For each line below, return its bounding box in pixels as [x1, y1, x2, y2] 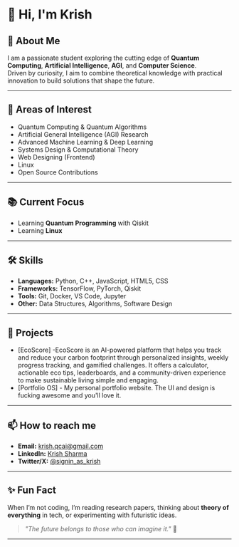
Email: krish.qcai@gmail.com [17, 442, 104, 451]
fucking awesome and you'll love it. [17, 391, 122, 400]
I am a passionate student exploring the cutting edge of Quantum [7, 53, 200, 62]
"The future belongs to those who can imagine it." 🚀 [24, 524, 178, 533]
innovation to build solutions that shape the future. [7, 76, 155, 85]
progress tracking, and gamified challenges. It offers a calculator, [17, 361, 209, 370]
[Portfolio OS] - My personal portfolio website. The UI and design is [17, 384, 216, 392]
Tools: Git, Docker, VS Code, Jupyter [17, 292, 127, 301]
